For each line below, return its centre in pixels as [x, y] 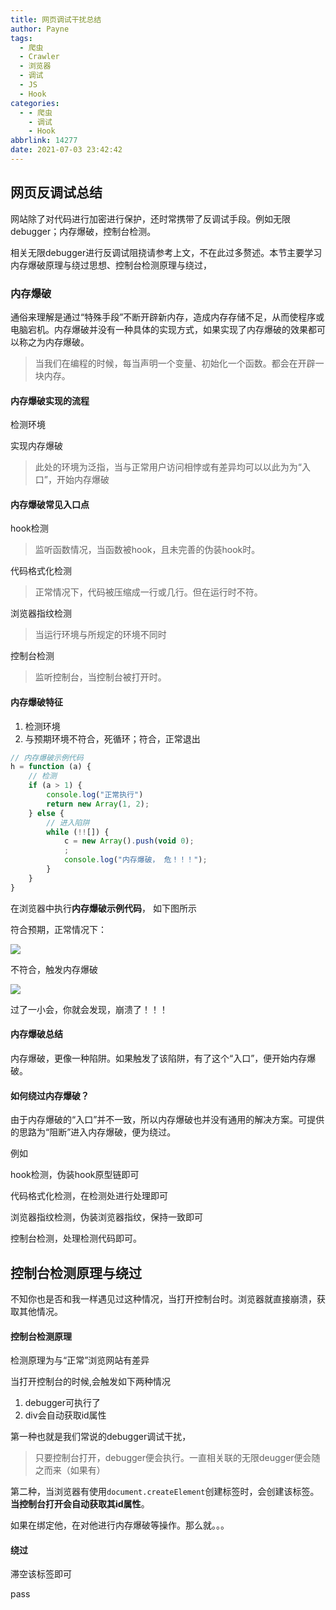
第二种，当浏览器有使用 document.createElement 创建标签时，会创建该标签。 [165, 1492]
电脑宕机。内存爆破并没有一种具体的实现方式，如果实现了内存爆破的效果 [159, 329]
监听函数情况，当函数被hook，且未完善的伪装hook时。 [147, 550]
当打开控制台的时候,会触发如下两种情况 [91, 1382]
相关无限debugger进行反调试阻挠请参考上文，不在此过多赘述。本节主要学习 [166, 252]
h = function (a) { [51, 767]
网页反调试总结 [56, 192]
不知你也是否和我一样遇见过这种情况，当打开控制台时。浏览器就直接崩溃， [163, 1298]
